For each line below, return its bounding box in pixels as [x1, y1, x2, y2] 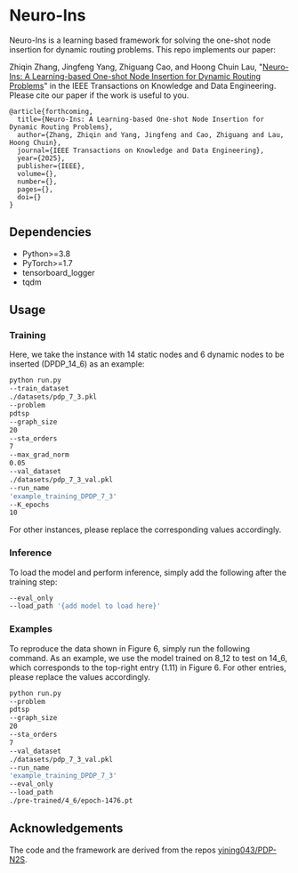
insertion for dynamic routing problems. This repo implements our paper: [9, 44, 276, 54]
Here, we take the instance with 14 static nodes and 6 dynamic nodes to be [9, 349, 285, 360]
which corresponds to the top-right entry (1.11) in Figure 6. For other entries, [9, 662, 286, 673]
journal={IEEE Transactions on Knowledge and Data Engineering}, [17, 146, 265, 155]
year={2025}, [17, 153, 66, 163]
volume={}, [17, 169, 58, 178]
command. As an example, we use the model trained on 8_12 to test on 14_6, [9, 652, 288, 663]
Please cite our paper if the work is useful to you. [9, 90, 189, 101]
